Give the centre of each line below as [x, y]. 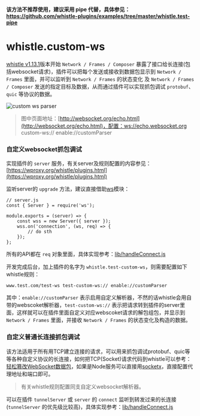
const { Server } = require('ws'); [51, 206]
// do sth [40, 232]
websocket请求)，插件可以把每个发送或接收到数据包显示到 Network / [96, 71]
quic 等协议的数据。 [31, 94]
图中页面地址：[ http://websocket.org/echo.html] [80, 118]
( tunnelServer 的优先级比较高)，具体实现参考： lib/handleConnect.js [90, 406]
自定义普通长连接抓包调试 [43, 337]
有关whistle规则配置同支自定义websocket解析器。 [83, 387]
